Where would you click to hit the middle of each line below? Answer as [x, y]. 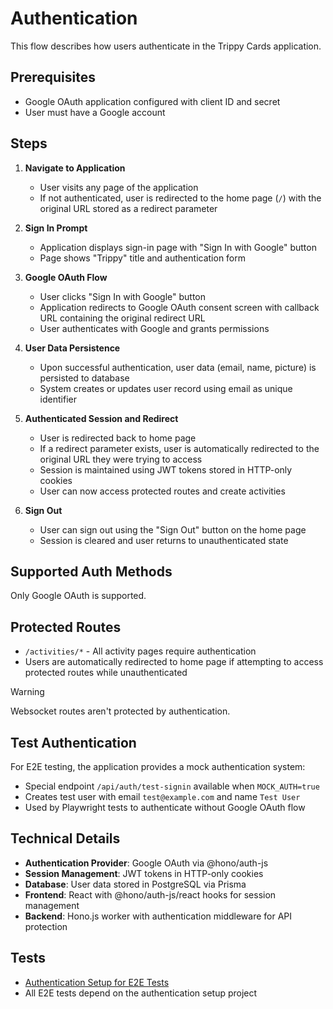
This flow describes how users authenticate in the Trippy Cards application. [166, 46]
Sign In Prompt [56, 228]
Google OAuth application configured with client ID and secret [152, 101]
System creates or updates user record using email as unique [166, 388]
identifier [58, 399]
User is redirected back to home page [118, 438]
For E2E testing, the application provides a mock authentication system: [158, 766]
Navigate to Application [75, 168]
